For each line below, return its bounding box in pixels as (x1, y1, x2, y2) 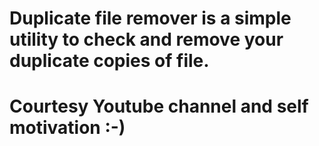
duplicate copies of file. (9, 50, 210, 72)
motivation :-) (9, 117, 126, 139)
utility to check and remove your (9, 28, 284, 51)
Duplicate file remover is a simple (9, 7, 292, 30)
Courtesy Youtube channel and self (9, 95, 309, 118)
